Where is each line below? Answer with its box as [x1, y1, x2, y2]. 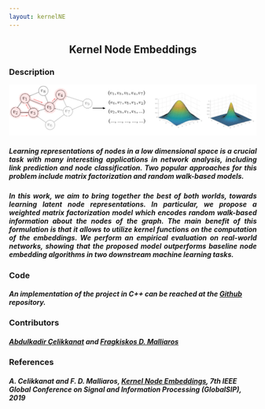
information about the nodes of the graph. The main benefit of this [9, 217, 257, 226]
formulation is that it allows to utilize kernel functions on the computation [9, 225, 257, 234]
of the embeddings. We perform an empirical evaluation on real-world [9, 233, 257, 243]
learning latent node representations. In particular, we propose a [9, 199, 257, 209]
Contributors [9, 318, 60, 329]
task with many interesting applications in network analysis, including [9, 154, 257, 164]
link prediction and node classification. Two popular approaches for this [9, 162, 257, 173]
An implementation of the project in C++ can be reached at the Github [9, 289, 243, 299]
